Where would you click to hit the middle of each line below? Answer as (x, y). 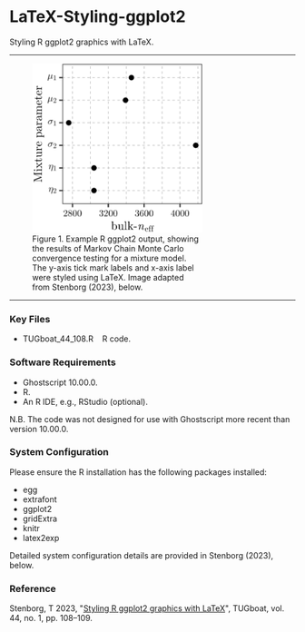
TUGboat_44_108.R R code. (77, 339)
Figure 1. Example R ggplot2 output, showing (116, 239)
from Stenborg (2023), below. (88, 287)
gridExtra (39, 518)
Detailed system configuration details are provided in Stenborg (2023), (142, 555)
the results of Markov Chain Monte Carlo (108, 248)
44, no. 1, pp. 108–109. (51, 618)
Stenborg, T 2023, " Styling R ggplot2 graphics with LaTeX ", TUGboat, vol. (147, 608)
